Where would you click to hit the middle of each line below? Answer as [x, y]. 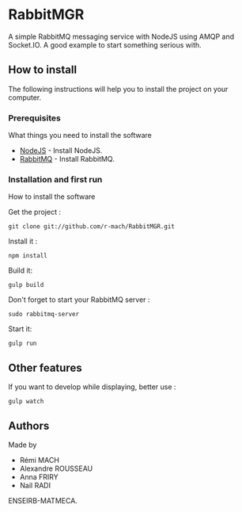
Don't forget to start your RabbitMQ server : [79, 300]
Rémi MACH [39, 460]
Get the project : [35, 212]
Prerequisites [34, 118]
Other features [45, 367]
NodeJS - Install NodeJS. [61, 151]
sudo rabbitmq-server [44, 315]
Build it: [21, 270]
